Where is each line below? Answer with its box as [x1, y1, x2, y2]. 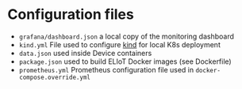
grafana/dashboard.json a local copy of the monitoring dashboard [18, 32, 235, 41]
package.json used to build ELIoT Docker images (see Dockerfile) [18, 57, 232, 66]
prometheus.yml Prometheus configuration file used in [18, 65, 194, 74]
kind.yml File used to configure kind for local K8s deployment [18, 39, 221, 49]
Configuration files [7, 6, 134, 24]
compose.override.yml [18, 73, 90, 81]
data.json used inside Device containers [18, 48, 152, 57]
